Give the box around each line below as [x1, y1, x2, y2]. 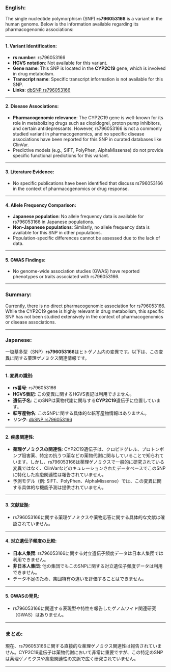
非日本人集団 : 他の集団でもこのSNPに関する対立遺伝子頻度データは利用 [12, 562, 163, 569]
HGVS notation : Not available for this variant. [12, 60, 108, 66]
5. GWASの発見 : [5, 593, 40, 599]
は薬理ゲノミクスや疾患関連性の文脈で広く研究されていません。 [5, 656, 139, 662]
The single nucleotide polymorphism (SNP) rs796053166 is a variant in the [5, 16, 163, 22]
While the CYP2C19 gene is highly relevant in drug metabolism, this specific [5, 308, 164, 314]
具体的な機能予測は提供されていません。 [21, 485, 106, 491]
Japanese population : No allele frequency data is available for [12, 213, 144, 220]
